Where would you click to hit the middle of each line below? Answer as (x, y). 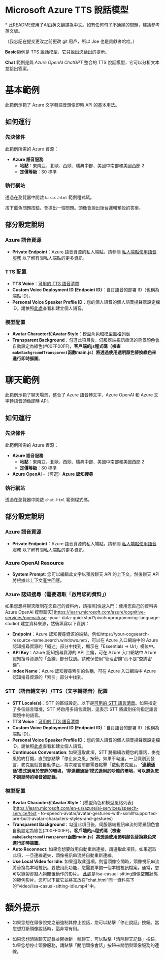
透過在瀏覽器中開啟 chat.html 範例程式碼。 (49, 500)
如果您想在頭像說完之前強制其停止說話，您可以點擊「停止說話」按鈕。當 (85, 922)
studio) (12, 624)
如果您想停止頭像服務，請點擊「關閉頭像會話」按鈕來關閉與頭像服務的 (83, 945)
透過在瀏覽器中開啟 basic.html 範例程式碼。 (50, 197)
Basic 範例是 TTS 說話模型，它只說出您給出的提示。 (57, 52)
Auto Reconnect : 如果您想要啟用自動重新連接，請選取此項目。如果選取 (84, 849)
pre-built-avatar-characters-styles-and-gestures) (63, 818)
